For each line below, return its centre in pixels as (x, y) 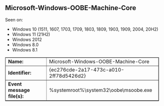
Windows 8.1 (25, 50)
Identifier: (20, 72)
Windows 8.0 (25, 44)
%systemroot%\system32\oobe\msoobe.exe (101, 90)
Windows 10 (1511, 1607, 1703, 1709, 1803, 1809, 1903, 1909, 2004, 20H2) (85, 29)
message (19, 90)
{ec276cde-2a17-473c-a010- (87, 70)
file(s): (16, 96)
